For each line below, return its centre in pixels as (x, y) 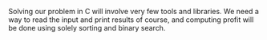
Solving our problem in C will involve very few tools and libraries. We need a (133, 11)
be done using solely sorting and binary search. (87, 28)
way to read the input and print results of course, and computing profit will (131, 20)
